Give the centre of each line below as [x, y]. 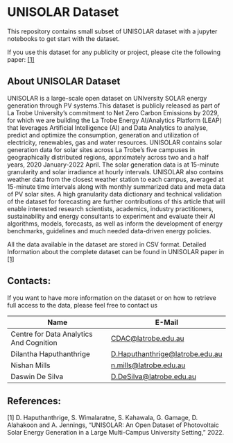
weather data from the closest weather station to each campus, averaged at [115, 179]
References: [34, 401]
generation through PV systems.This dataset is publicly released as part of [114, 106]
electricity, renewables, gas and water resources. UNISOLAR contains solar [115, 142]
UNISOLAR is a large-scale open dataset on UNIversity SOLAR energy [107, 98]
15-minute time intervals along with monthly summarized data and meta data [116, 186]
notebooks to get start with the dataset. [63, 38]
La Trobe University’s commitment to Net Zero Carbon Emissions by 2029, [113, 112]
